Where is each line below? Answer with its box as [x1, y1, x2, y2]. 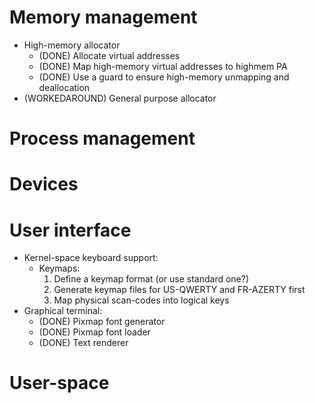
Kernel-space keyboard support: [23, 252, 159, 264]
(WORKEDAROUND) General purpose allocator [23, 92, 217, 104]
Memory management [9, 6, 198, 29]
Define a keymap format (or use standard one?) [53, 273, 250, 285]
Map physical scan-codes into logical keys [53, 294, 230, 306]
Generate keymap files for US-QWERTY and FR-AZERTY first [53, 284, 306, 296]
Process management [9, 127, 196, 150]
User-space [9, 372, 110, 395]
